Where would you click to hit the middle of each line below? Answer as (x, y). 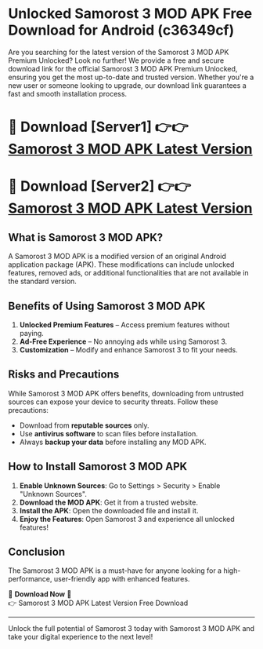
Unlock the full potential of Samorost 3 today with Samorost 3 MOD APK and (131, 629)
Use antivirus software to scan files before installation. (108, 433)
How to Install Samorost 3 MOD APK (98, 467)
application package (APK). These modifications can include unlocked (121, 264)
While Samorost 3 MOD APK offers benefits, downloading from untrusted (126, 393)
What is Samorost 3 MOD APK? (86, 237)
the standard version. (42, 281)
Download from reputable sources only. (85, 425)
